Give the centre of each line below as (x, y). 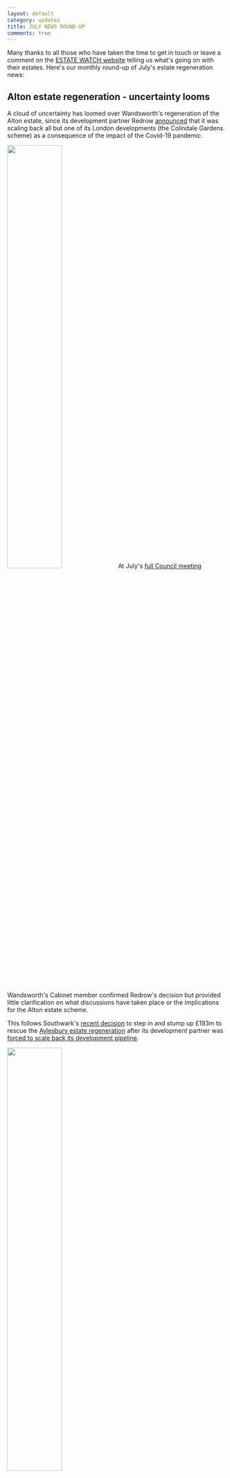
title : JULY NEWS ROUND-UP (46, 26)
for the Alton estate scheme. (48, 1010)
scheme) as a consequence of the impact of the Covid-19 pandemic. (105, 135)
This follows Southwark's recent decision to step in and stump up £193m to (115, 1023)
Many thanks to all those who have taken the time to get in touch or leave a (114, 53)
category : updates (34, 20)
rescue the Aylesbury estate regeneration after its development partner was (115, 1031)
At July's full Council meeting (160, 566)
